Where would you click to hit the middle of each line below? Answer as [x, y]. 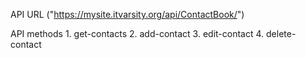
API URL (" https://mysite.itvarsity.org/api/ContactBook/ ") [127, 14]
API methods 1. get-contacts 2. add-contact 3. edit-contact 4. [137, 33]
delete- [281, 33]
